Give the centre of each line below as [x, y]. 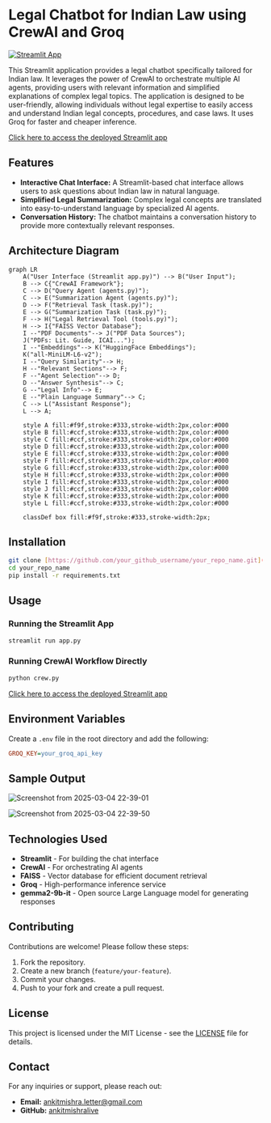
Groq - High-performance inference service [93, 884]
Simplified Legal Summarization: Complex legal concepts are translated [141, 199]
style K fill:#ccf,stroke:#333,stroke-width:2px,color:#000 [126, 496]
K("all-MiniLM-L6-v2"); [63, 354]
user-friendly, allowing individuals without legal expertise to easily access [131, 104]
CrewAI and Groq [67, 32]
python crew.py [34, 678]
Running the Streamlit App [61, 624]
